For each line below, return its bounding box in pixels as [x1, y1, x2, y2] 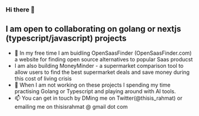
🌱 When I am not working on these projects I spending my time [14, 81, 171, 88]
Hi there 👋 [5, 5, 36, 14]
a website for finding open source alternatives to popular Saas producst [14, 55, 194, 63]
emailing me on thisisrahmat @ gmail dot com [14, 103, 128, 110]
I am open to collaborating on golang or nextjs [5, 24, 182, 34]
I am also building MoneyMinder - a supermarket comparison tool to [14, 62, 184, 69]
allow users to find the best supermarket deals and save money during [14, 69, 190, 76]
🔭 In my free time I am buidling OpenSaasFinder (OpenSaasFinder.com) [14, 49, 192, 56]
